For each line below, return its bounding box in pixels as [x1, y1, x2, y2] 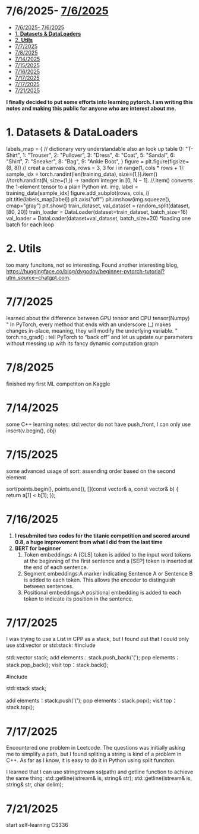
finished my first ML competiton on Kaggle [6, 380, 110, 387]
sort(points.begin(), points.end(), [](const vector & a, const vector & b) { [6, 485, 179, 492]
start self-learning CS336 [6, 822, 68, 829]
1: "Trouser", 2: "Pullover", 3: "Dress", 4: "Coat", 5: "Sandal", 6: [23, 151, 175, 159]
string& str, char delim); [6, 781, 64, 788]
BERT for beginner [14, 545, 61, 552]
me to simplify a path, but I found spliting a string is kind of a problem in [6, 750, 182, 758]
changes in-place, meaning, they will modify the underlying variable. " [6, 327, 178, 334]
